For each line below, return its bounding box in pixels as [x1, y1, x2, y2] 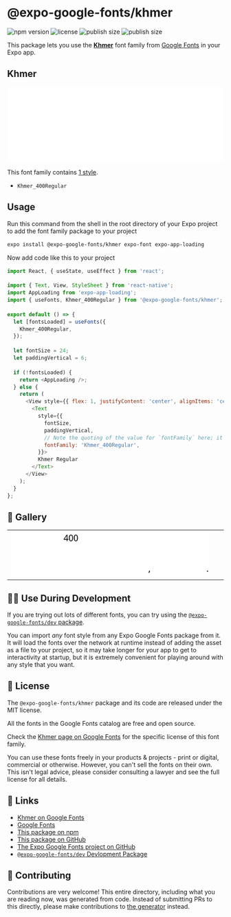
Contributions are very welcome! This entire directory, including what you [7, 888, 215, 896]
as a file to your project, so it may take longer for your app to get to [7, 645, 197, 654]
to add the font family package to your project [7, 227, 137, 235]
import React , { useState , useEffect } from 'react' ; [7, 267, 165, 274]
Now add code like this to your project [7, 253, 115, 262]
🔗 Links [7, 795, 39, 807]
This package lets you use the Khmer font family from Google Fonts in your [7, 41, 221, 49]
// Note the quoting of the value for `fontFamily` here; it [43, 434, 223, 441]
